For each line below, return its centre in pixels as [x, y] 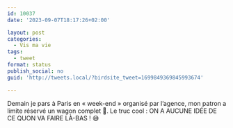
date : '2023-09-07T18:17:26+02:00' [59, 20]
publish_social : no [35, 71]
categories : [24, 39]
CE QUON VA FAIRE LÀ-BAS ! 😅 [53, 118]
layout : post [26, 33]
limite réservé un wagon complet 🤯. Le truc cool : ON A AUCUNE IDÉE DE [112, 111]
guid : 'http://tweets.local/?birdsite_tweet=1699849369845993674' [105, 77]
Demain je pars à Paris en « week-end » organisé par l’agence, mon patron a [117, 103]
